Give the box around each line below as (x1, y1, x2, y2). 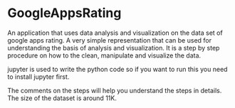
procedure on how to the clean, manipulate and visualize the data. (7, 51, 202, 60)
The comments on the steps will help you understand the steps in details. (7, 86, 222, 94)
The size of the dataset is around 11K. (7, 94, 117, 102)
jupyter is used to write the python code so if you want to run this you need (7, 65, 228, 73)
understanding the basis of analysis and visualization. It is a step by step (7, 43, 220, 52)
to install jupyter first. (7, 72, 70, 81)
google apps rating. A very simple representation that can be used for (7, 36, 212, 44)
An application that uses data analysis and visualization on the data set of (7, 28, 223, 37)
